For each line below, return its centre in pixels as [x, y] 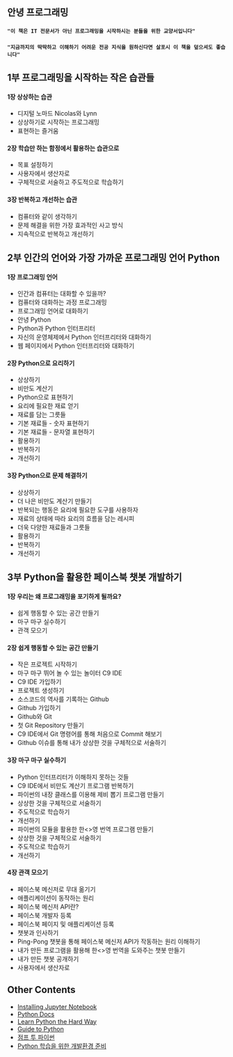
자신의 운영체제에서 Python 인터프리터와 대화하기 [84, 337]
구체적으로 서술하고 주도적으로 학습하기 [70, 182]
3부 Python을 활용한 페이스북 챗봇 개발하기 [95, 577]
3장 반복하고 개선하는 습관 [42, 199]
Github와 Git [34, 717]
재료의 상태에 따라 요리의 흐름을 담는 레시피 [76, 518]
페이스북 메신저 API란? [48, 907]
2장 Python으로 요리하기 [41, 363]
